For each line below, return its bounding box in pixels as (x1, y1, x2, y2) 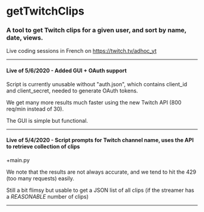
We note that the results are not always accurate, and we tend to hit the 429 (6, 168, 196, 176)
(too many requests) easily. (6, 174, 75, 182)
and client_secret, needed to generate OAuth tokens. (6, 87, 138, 94)
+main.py (6, 156, 30, 163)
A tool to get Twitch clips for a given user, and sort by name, (6, 26, 187, 35)
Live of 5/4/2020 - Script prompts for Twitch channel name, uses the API (6, 137, 194, 144)
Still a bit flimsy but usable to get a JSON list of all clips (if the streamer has (6, 186, 194, 194)
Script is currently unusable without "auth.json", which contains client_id (6, 80, 188, 87)
